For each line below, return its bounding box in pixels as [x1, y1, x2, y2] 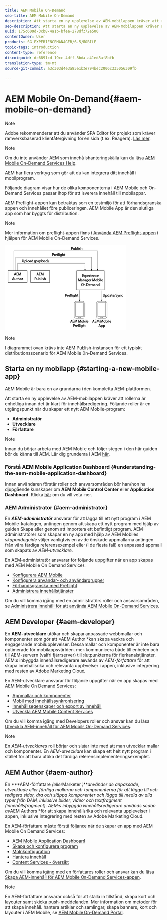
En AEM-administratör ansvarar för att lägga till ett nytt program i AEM [5, 515, 151, 522]
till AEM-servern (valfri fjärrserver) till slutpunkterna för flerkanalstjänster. [5, 652, 156, 658]
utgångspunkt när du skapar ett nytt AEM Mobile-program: [5, 406, 125, 412]
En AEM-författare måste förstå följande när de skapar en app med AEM [5, 823, 153, 829]
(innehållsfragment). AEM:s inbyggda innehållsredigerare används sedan [5, 803, 156, 809]
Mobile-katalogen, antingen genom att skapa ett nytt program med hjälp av [5, 521, 159, 527]
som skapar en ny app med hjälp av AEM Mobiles [37, 531, 139, 537]
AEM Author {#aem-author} [5, 768, 93, 777]
